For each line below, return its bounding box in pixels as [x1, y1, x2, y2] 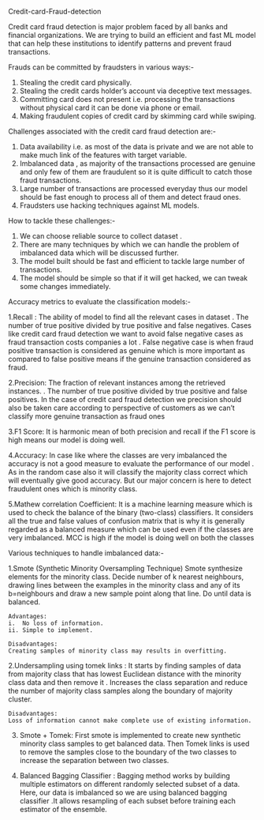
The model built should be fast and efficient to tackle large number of [19, 257, 246, 265]
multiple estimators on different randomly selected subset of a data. [19, 780, 240, 788]
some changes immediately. [19, 282, 111, 291]
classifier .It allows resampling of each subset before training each [19, 796, 236, 805]
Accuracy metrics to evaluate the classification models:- [8, 297, 191, 307]
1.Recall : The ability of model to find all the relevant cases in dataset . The [8, 312, 249, 322]
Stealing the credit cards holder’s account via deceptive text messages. [19, 86, 252, 96]
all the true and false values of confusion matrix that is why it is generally [8, 517, 245, 525]
